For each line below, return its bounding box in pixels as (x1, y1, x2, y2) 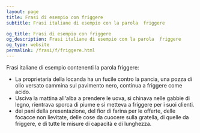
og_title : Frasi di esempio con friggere (6, 31, 112, 37)
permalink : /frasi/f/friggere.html (6, 47, 95, 54)
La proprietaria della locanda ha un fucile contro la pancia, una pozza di (14, 75, 192, 83)
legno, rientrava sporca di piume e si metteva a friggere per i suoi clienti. (14, 101, 195, 108)
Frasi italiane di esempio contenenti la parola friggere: (6, 64, 139, 71)
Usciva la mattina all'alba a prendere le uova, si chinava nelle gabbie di (14, 94, 190, 102)
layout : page (6, 8, 39, 15)
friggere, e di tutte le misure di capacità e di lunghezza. (14, 120, 152, 127)
